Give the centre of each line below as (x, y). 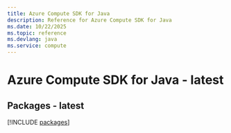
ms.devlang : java (32, 39)
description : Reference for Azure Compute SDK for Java (89, 20)
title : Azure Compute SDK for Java (59, 14)
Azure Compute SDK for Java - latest (115, 80)
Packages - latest (46, 106)
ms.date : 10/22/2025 (37, 26)
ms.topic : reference (37, 33)
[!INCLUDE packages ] (38, 122)
